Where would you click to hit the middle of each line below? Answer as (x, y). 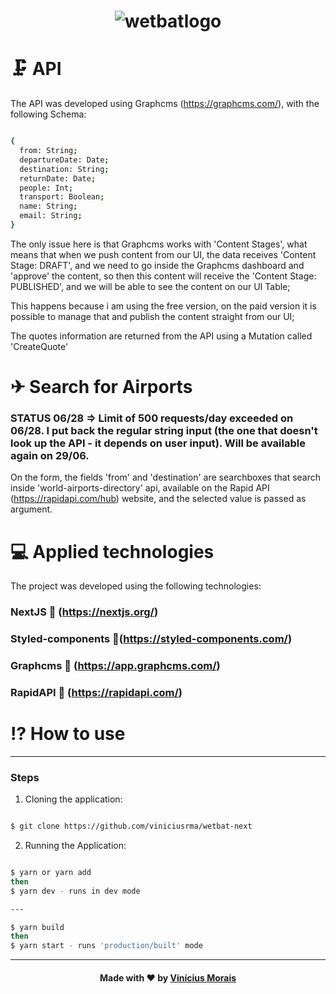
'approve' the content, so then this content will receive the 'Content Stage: (163, 276)
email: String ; (51, 216)
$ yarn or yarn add (51, 873)
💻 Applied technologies (112, 551)
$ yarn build (37, 927)
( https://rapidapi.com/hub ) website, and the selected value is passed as (158, 499)
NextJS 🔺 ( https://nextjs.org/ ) (84, 612)
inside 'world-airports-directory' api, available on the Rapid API (140, 488)
